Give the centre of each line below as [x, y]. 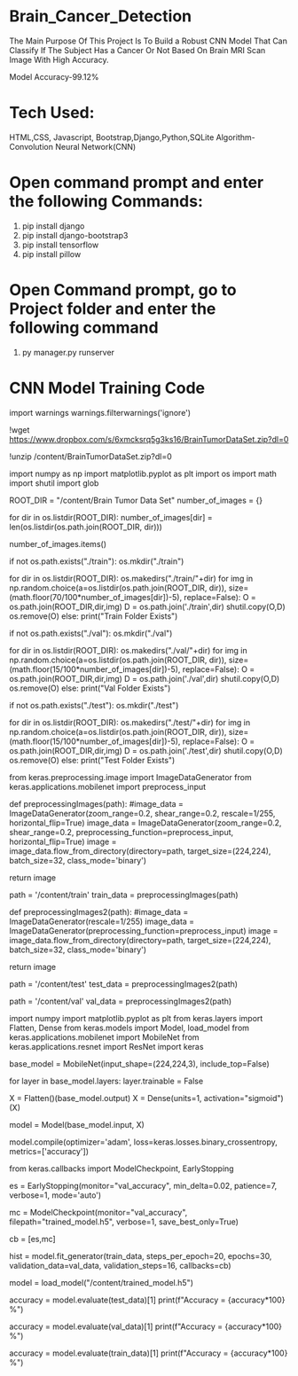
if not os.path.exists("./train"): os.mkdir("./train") [97, 561]
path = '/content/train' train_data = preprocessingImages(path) [124, 895]
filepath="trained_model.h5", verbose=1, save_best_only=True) [124, 1222]
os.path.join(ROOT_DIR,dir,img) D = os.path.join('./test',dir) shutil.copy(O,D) [146, 750]
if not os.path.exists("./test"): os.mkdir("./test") [94, 705]
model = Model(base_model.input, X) [77, 1124]
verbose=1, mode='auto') [55, 1195]
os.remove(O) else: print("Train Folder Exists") [94, 616]
